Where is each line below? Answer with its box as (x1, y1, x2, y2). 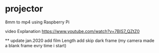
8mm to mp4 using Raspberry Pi (5, 19, 70, 25)
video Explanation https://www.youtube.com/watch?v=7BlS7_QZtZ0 (5, 28, 140, 34)
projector (5, 3, 43, 14)
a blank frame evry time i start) (5, 42, 66, 48)
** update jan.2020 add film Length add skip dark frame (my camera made (5, 37, 155, 43)
